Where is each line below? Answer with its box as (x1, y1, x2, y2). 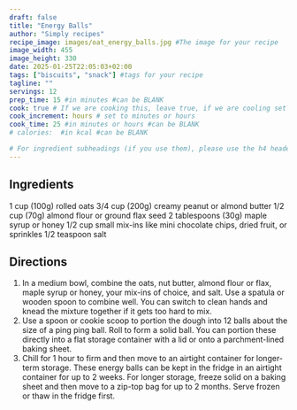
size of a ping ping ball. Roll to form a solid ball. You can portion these (21, 325, 277, 336)
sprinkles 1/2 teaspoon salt (9, 228, 107, 239)
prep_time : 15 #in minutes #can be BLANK (9, 95, 164, 104)
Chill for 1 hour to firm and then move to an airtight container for (21, 353, 255, 364)
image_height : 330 (9, 54, 77, 63)
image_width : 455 (9, 46, 73, 55)
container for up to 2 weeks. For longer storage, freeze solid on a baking (21, 372, 286, 383)
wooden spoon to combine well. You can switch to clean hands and (21, 297, 268, 307)
